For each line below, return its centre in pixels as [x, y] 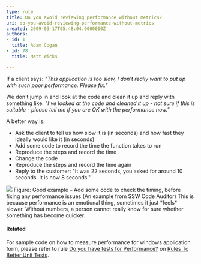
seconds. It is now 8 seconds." [53, 177]
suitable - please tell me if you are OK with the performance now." [88, 109]
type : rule [20, 12]
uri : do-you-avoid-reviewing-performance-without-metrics [80, 23]
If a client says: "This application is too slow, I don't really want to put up [96, 79]
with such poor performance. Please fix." [57, 85]
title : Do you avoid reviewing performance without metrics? [84, 17]
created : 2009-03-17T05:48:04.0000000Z [56, 28]
